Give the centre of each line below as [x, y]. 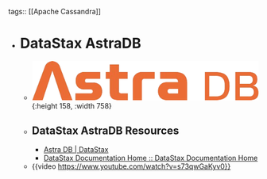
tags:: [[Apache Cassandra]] [55, 11]
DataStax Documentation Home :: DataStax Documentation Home [151, 158]
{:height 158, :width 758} [72, 105]
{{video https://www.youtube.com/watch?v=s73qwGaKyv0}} [131, 166]
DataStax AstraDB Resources [105, 130]
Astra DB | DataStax [76, 150]
